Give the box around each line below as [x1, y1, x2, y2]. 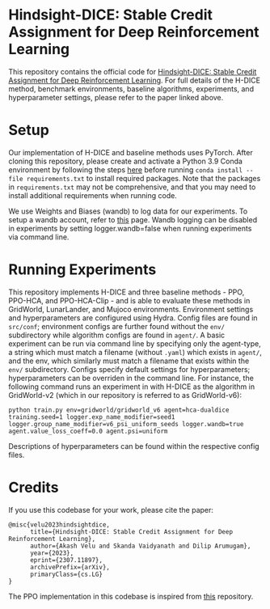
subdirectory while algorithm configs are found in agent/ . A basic [8, 330, 226, 340]
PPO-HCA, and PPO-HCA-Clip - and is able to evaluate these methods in [8, 295, 251, 305]
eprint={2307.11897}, [29, 556, 103, 564]
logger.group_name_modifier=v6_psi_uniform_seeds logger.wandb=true [8, 420, 244, 428]
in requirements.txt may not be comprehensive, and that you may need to [8, 182, 256, 192]
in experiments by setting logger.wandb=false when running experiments [8, 223, 252, 233]
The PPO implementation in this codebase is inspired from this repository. [8, 591, 254, 601]
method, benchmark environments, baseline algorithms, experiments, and [8, 83, 255, 94]
